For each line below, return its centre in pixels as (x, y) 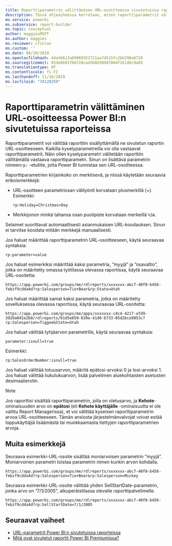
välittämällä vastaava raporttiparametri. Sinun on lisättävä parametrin (78, 159)
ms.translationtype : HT (31, 67)
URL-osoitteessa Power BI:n (66, 118)
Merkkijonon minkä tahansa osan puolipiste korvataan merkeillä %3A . (84, 215)
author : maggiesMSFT (27, 34)
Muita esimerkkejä (36, 444)
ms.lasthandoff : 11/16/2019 (35, 77)
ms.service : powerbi (27, 19)
